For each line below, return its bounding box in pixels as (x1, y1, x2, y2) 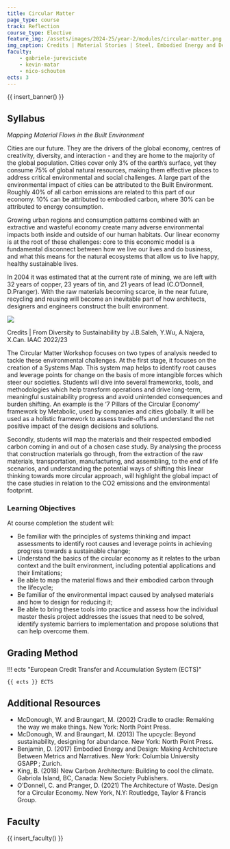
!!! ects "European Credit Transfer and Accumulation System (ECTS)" (7, 666, 202, 674)
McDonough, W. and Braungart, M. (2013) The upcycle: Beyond (16, 730, 196, 738)
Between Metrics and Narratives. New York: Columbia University (16, 752, 200, 760)
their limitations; (16, 569, 63, 577)
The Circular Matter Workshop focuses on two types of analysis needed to (7, 349, 218, 357)
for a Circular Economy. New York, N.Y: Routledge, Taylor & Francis (16, 789, 207, 797)
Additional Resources (7, 697, 101, 709)
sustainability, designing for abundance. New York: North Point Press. (16, 738, 214, 746)
